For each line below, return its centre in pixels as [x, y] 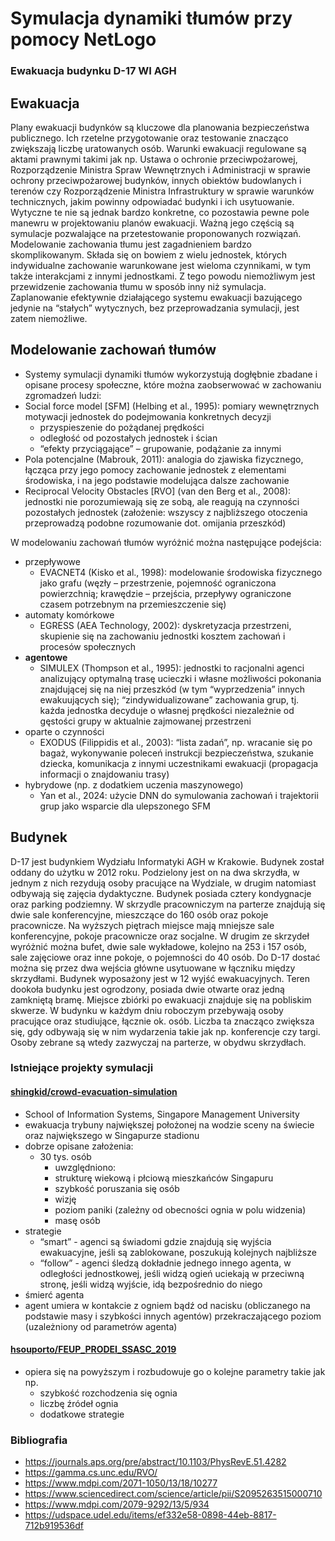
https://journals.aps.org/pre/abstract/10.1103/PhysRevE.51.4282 [155, 1462]
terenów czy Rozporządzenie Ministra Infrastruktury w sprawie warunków [162, 191]
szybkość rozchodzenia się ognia [108, 1393]
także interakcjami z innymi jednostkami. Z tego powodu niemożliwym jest [163, 276]
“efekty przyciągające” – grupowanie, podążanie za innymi [160, 448]
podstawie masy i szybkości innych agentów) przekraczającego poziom [173, 1316]
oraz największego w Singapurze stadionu [112, 1135]
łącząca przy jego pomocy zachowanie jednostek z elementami [155, 469]
